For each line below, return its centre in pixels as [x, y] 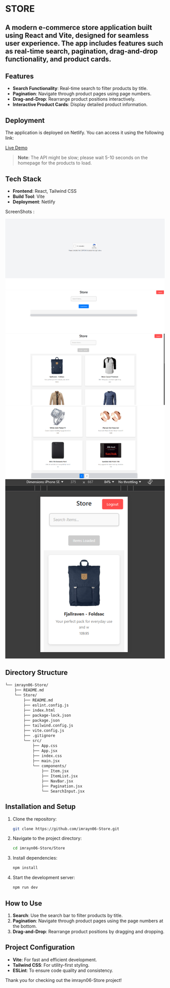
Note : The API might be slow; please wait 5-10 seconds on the [83, 158]
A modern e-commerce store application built [79, 28]
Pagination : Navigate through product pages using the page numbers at [88, 921]
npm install [25, 868]
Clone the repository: [35, 819]
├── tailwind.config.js [48, 725]
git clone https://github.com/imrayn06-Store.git [66, 829]
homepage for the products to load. [55, 163]
